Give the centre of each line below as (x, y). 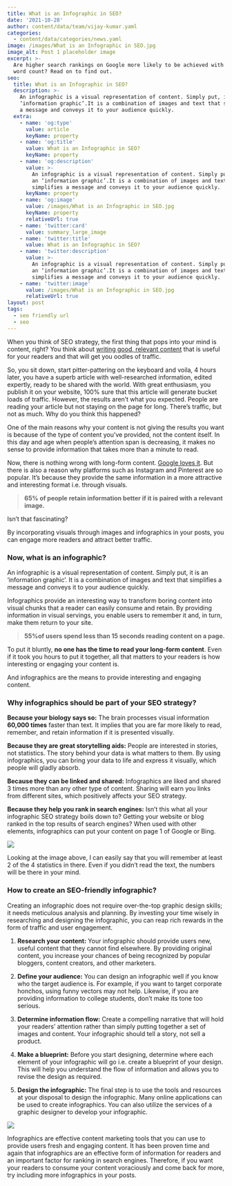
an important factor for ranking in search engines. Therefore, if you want (110, 1160)
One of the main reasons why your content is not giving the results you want (116, 427)
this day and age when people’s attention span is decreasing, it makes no (111, 442)
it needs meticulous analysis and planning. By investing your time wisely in (113, 912)
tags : (15, 309)
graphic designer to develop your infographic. (83, 1112)
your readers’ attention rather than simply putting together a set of (111, 1026)
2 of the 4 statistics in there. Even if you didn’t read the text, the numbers (111, 865)
